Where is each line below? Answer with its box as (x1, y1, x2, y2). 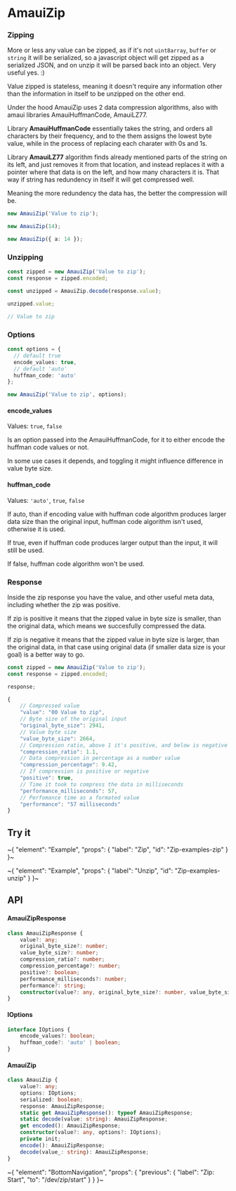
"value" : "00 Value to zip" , (20, 709, 105, 716)
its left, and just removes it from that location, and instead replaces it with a (7, 161, 225, 169)
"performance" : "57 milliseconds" (20, 801, 121, 808)
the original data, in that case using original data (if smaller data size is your (7, 642, 226, 651)
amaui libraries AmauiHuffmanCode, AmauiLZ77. (7, 111, 147, 119)
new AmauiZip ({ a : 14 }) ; (7, 236, 83, 243)
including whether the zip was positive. (7, 600, 121, 609)
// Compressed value (20, 702, 80, 709)
